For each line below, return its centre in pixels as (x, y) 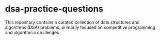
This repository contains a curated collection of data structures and (72, 22)
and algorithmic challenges (32, 32)
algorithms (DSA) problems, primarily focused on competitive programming (80, 27)
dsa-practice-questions (54, 9)
